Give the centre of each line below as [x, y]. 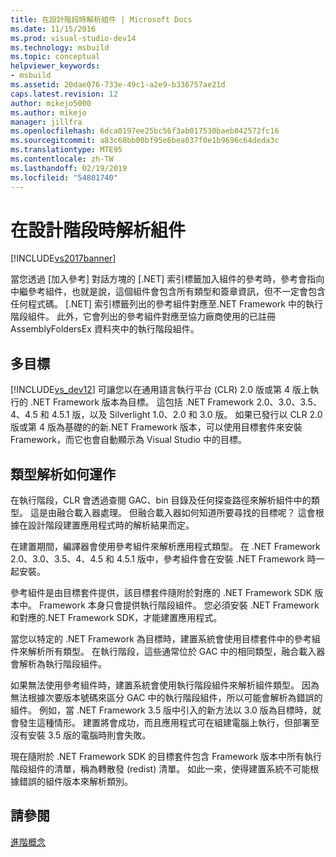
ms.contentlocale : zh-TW [62, 159]
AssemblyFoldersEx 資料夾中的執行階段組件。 [105, 329]
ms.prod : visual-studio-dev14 [73, 38]
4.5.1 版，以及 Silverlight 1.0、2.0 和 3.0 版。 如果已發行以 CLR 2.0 [187, 415]
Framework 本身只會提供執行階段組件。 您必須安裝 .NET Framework [179, 605]
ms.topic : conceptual [55, 57]
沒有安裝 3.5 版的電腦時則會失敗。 [81, 735]
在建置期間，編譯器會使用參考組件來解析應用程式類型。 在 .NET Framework [165, 547]
